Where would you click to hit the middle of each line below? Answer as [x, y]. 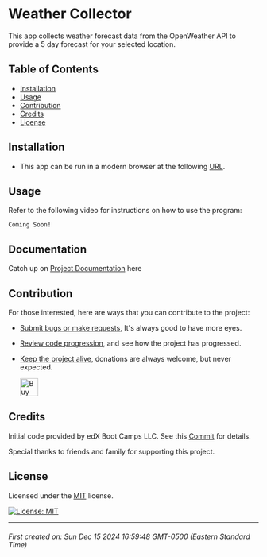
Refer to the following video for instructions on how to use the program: [125, 211]
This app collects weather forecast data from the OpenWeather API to [122, 36]
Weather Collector [70, 14]
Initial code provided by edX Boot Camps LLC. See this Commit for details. [130, 436]
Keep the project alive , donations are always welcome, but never [126, 359]
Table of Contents [54, 70]
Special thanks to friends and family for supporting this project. [112, 451]
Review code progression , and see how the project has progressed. [130, 343]
